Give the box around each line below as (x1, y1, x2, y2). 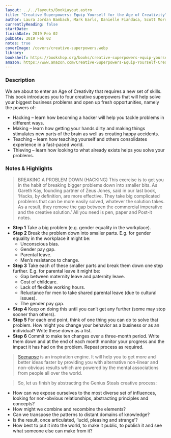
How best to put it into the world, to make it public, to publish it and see (12, 422, 162, 428)
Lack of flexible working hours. (20, 284, 85, 290)
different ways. (12, 119, 44, 126)
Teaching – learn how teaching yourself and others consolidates (12, 136, 148, 142)
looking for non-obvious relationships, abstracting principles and (12, 395, 149, 401)
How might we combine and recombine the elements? (12, 406, 126, 412)
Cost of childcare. (20, 279, 58, 285)
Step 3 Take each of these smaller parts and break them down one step (12, 262, 163, 269)
